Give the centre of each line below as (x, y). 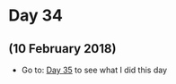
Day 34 (36, 16)
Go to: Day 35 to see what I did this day (94, 70)
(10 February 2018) (62, 49)
